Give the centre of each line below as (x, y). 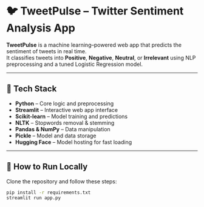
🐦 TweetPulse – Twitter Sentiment (95, 11)
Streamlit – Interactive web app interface (66, 110)
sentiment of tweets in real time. (46, 51)
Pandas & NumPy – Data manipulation (63, 129)
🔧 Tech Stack (32, 89)
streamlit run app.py (34, 198)
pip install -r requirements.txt (49, 192)
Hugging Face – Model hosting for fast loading (73, 142)
